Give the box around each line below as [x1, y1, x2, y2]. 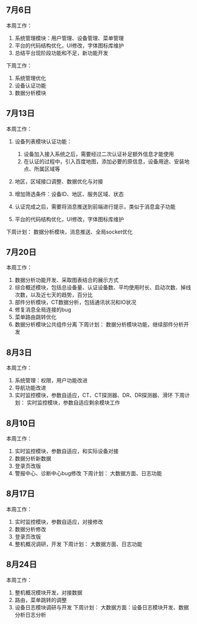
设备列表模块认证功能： [14, 137, 72, 145]
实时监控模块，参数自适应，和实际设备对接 [14, 447, 119, 455]
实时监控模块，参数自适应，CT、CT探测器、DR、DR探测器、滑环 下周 [14, 392, 185, 399]
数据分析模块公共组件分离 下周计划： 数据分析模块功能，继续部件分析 [14, 321, 184, 328]
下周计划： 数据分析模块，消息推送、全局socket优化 [6, 228, 133, 235]
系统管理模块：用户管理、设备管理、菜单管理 [14, 34, 124, 41]
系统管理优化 [14, 74, 46, 81]
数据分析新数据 [14, 455, 51, 462]
